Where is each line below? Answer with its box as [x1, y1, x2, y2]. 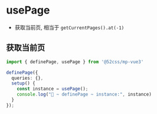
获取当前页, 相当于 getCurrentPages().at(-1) [14, 24, 125, 31]
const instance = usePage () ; [17, 86, 89, 92]
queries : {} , [11, 75, 44, 81]
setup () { [11, 80, 35, 86]
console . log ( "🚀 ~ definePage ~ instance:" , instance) [17, 92, 152, 97]
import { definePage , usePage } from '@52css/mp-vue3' [6, 58, 144, 65]
